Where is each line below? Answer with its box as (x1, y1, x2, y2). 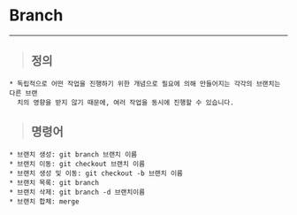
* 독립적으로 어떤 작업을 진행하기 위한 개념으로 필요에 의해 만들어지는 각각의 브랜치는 (9, 79, 281, 88)
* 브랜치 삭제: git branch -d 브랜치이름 (9, 188, 146, 196)
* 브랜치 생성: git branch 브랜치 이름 (9, 150, 138, 159)
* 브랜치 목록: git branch (9, 178, 100, 187)
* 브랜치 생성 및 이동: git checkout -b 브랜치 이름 (9, 169, 184, 178)
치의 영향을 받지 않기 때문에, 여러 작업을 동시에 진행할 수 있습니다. (17, 98, 234, 107)
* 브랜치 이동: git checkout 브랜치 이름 (9, 159, 146, 168)
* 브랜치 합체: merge (9, 196, 80, 206)
